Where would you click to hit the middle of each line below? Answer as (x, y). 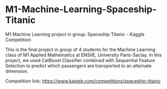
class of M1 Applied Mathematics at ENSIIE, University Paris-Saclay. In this (83, 55)
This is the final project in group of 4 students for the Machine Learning (80, 49)
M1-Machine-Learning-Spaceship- (81, 9)
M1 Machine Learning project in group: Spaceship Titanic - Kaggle (75, 34)
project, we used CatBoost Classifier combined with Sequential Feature (80, 60)
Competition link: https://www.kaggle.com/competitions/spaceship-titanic (83, 81)
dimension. (17, 71)
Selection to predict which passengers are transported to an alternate (78, 66)
